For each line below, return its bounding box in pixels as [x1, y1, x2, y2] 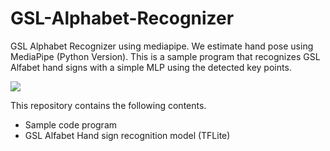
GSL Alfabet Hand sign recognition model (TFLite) [24, 129, 231, 141]
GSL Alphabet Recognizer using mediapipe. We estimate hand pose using [10, 40, 314, 52]
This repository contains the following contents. [10, 99, 207, 111]
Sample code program [24, 118, 118, 131]
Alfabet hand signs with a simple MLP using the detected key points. [10, 61, 292, 73]
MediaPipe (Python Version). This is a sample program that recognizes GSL [10, 50, 321, 62]
